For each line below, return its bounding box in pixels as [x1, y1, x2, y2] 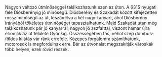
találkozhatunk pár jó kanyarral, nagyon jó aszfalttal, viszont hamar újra [5, 25, 150, 31]
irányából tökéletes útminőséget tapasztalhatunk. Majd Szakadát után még [5, 20, 157, 26]
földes [5, 36, 18, 42]
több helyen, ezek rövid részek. [5, 47, 69, 52]
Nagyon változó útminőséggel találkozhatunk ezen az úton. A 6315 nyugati [5, 4, 157, 10]
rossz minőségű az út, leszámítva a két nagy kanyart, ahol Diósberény [5, 15, 148, 20]
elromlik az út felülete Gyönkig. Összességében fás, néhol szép [5, 31, 134, 36]
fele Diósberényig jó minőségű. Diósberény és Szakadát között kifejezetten [5, 9, 158, 15]
